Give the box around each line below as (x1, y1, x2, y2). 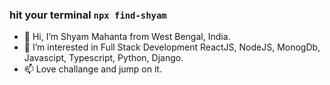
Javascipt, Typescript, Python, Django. (23, 52, 184, 64)
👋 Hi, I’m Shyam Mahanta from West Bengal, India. (23, 31, 231, 43)
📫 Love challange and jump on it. (23, 63, 162, 75)
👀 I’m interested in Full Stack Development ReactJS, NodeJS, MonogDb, (23, 41, 321, 53)
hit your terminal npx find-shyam (9, 8, 167, 22)
